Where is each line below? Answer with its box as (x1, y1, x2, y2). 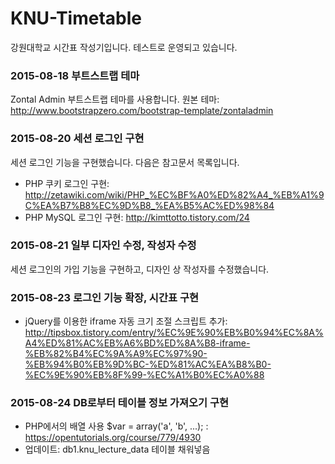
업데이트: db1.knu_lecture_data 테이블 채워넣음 (24, 443, 211, 456)
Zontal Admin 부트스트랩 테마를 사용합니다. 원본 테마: (10, 93, 220, 106)
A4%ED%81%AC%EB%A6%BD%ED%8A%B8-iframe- (24, 337, 251, 349)
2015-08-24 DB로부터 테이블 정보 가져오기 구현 (10, 396, 230, 410)
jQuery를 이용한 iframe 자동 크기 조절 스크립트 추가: (24, 315, 228, 327)
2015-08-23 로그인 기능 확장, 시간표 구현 (10, 290, 200, 304)
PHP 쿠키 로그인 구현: (24, 177, 110, 189)
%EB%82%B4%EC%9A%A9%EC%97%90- (24, 348, 208, 360)
